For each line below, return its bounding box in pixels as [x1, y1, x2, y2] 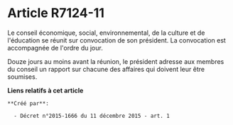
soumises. [7, 72, 38, 81]
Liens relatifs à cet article [7, 86, 84, 94]
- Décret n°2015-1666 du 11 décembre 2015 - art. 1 [13, 112, 170, 119]
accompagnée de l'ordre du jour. [7, 43, 103, 52]
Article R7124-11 [7, 5, 105, 21]
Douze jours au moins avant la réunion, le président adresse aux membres [7, 57, 224, 65]
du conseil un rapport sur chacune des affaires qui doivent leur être [7, 65, 205, 73]
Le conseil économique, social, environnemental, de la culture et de [7, 28, 205, 37]
